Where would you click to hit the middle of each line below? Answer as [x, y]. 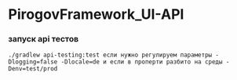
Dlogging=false [33, 62]
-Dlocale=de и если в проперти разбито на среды [142, 62]
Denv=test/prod [33, 69]
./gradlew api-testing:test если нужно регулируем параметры [110, 55]
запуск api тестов [44, 39]
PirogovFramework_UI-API [96, 15]
